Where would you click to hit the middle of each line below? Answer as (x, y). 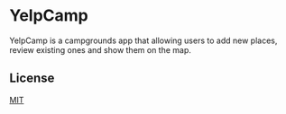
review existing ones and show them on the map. (101, 49)
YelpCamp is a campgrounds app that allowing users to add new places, (143, 40)
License (32, 79)
